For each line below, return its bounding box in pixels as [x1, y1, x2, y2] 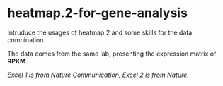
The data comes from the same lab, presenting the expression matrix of [7, 49, 217, 58]
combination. [7, 35, 46, 44]
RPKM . [7, 56, 28, 65]
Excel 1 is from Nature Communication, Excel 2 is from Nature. [7, 70, 190, 79]
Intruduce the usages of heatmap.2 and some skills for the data [7, 28, 193, 37]
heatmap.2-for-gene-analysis [7, 5, 188, 21]
